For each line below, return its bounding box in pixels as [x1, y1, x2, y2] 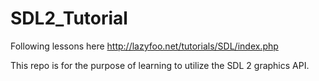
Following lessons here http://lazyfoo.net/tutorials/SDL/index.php [10, 40, 279, 52]
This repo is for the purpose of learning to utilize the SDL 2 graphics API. [10, 59, 310, 71]
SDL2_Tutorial [10, 7, 128, 30]
